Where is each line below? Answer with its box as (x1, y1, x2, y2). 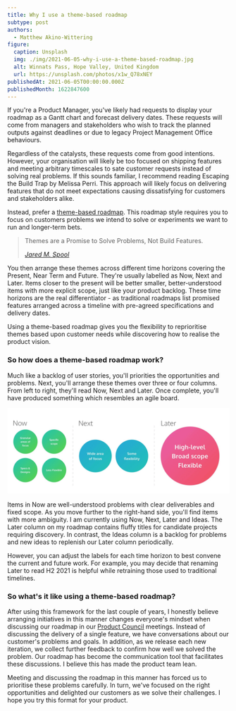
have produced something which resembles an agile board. (7, 393, 180, 402)
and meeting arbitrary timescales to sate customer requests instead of (7, 164, 211, 173)
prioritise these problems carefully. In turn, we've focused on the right (7, 681, 210, 689)
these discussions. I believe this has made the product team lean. (7, 660, 197, 668)
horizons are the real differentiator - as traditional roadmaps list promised (7, 294, 220, 302)
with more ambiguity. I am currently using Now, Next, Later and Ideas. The (7, 515, 223, 524)
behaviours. (7, 136, 42, 144)
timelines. (7, 574, 36, 582)
